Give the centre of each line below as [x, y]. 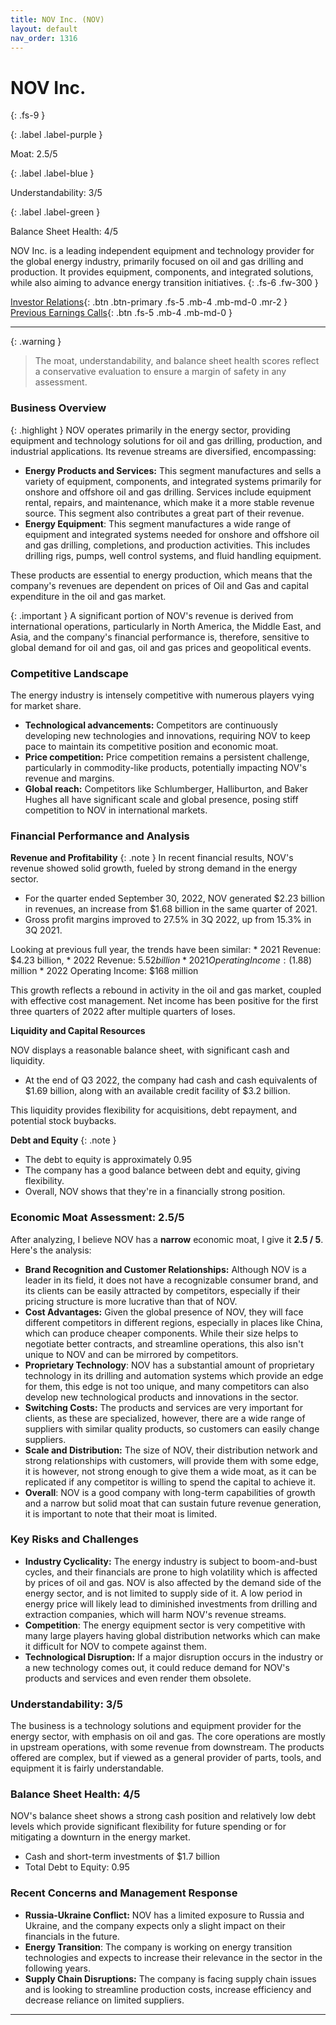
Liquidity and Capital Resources [78, 1031]
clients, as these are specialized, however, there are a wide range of [165, 1418]
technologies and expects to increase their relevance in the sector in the [173, 1957]
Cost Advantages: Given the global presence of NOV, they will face [164, 1312]
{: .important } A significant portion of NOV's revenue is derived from [152, 615]
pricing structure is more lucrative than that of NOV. [131, 1301]
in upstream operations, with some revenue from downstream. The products [167, 1747]
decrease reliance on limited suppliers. [104, 2000]
